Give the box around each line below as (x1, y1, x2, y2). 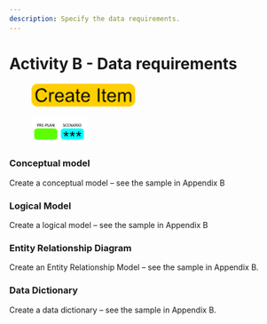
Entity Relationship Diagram (9, 242, 132, 255)
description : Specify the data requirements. (9, 14, 180, 23)
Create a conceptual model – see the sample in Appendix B (9, 178, 225, 188)
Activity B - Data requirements (9, 53, 238, 74)
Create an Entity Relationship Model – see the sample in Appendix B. (9, 262, 259, 273)
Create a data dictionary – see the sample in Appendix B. (9, 304, 217, 315)
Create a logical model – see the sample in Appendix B (9, 220, 208, 231)
